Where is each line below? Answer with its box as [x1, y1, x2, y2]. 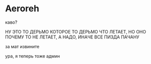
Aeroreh [5, 3, 40, 14]
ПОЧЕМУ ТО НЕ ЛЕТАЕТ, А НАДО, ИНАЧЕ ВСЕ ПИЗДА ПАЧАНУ [5, 34, 140, 40]
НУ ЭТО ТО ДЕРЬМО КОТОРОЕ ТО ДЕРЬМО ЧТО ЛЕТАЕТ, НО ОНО [5, 29, 146, 34]
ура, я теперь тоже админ [5, 53, 60, 59]
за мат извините [5, 43, 40, 49]
